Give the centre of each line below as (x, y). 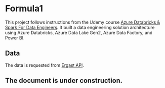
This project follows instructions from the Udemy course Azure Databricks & (83, 22)
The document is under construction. (64, 81)
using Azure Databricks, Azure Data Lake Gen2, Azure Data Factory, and (79, 32)
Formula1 (24, 9)
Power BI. (15, 38)
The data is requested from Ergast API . (44, 65)
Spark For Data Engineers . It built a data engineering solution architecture (80, 27)
